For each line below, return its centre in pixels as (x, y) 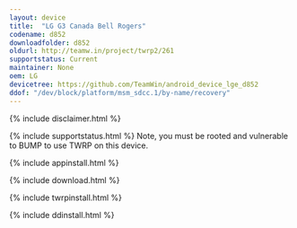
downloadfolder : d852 (50, 43)
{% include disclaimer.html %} (65, 118)
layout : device (38, 18)
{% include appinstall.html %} (64, 162)
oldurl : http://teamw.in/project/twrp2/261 (92, 51)
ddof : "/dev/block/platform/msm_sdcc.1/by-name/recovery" (120, 92)
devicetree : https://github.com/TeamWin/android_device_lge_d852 (134, 84)
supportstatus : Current (54, 59)
